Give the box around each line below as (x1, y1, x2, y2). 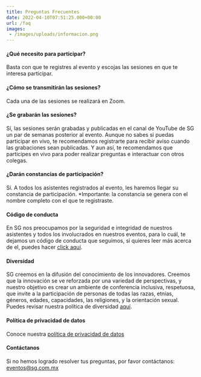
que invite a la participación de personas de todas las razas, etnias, (6, 290, 174, 297)
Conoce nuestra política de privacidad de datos (6, 330, 125, 338)
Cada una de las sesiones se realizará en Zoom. (6, 97, 126, 105)
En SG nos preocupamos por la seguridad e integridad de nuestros (6, 225, 173, 232)
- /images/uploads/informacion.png (8, 31, 98, 38)
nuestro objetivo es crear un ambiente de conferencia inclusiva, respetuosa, (6, 284, 196, 291)
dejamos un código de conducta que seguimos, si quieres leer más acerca (6, 237, 192, 244)
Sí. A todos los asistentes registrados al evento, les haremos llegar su (6, 184, 179, 191)
